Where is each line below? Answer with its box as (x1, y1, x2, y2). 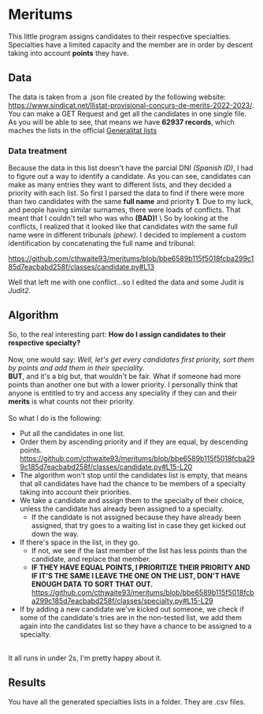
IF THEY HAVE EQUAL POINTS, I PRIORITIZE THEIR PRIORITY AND (31, 562, 250, 572)
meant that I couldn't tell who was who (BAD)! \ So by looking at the (8, 214, 228, 223)
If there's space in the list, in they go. (19, 537, 140, 547)
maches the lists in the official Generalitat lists (8, 125, 157, 135)
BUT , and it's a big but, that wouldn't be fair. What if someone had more (8, 371, 242, 381)
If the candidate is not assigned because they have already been (31, 512, 242, 522)
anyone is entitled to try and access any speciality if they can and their (8, 388, 238, 397)
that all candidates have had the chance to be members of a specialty (19, 478, 246, 488)
